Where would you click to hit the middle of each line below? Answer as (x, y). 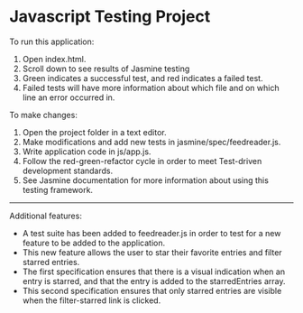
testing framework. (57, 189)
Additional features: (46, 216)
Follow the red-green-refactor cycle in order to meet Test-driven (142, 161)
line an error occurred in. (69, 97)
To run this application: (52, 41)
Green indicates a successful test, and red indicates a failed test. (142, 78)
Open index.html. (54, 59)
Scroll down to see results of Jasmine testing (106, 69)
